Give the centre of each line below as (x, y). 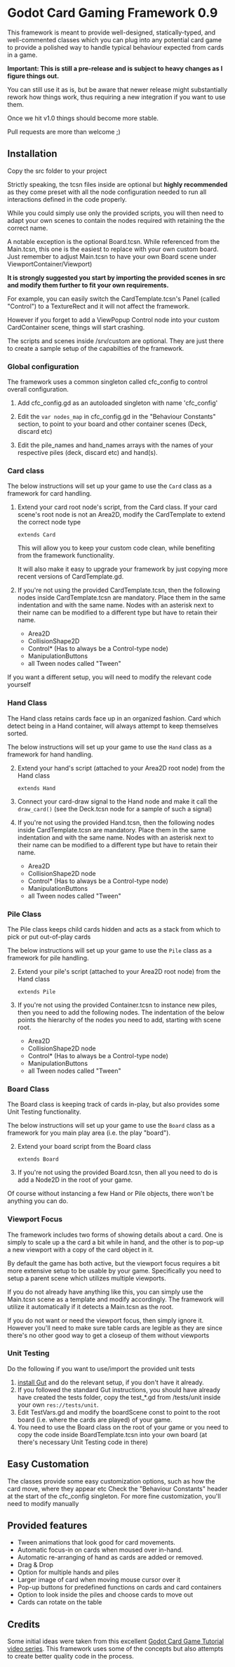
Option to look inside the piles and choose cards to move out (105, 1595)
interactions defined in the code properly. (67, 199)
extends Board (38, 1159)
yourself (19, 685)
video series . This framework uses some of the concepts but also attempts (115, 1649)
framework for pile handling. (48, 958)
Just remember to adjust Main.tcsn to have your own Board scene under (112, 256)
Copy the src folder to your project (57, 171)
